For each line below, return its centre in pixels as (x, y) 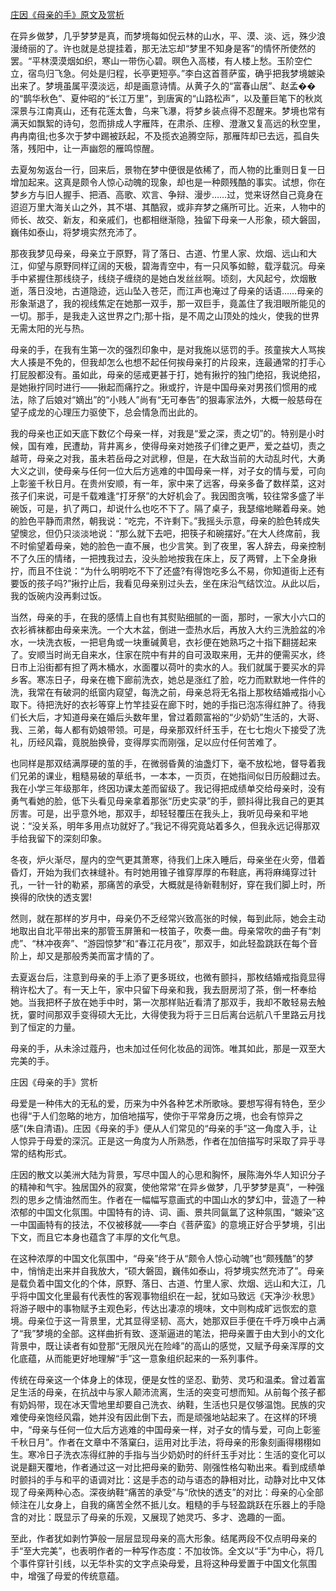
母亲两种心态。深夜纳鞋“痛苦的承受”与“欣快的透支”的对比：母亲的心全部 (175, 1492)
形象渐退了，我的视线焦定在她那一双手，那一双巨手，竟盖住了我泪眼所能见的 (168, 303)
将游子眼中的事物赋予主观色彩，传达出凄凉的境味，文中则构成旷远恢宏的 (159, 1308)
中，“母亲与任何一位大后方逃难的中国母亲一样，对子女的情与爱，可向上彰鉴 (166, 1429)
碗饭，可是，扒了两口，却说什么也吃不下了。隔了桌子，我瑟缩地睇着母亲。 (163, 508)
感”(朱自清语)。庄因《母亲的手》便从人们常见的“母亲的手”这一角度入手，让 (164, 1128)
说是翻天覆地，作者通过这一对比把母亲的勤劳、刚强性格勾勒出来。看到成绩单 (168, 1467)
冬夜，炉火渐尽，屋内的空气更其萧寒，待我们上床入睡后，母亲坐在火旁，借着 (168, 859)
